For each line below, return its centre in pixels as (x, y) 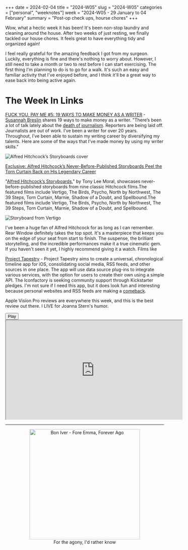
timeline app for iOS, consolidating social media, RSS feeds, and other (78, 264)
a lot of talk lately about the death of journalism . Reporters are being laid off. (84, 125)
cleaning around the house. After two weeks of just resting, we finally (77, 33)
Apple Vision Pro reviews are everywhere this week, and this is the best (79, 300)
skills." (12, 147)
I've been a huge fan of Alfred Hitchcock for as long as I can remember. (80, 227)
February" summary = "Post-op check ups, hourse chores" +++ (72, 18)
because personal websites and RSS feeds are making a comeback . (76, 291)
